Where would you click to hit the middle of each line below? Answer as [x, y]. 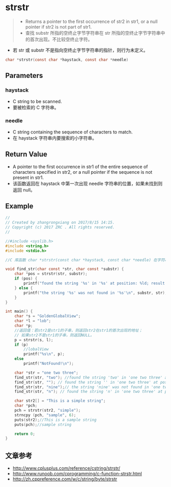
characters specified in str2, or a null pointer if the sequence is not [82, 172]
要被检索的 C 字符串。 [36, 107]
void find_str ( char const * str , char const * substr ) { [65, 269]
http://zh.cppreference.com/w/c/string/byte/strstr [65, 479]
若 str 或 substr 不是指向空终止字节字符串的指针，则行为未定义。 [80, 50]
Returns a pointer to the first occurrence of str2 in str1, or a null [91, 21]
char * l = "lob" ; [33, 321]
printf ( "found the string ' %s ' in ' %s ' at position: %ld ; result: [95, 283]
